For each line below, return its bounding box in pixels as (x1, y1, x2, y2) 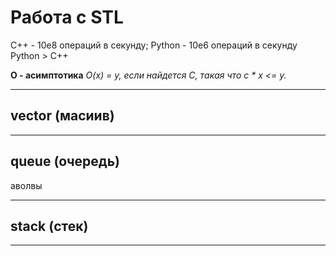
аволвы (10, 179, 43, 191)
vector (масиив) (10, 107, 115, 125)
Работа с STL (10, 6, 124, 29)
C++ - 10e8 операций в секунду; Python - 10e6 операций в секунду (10, 39, 298, 51)
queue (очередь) (10, 153, 120, 170)
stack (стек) (10, 217, 89, 235)
